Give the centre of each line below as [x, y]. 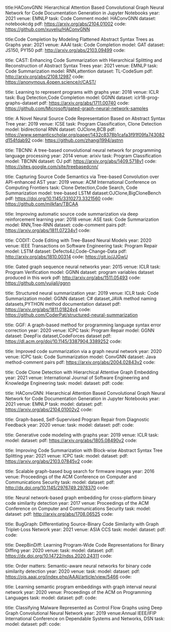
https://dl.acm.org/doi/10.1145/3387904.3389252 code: [63, 341]
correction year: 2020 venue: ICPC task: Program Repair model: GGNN [80, 330]
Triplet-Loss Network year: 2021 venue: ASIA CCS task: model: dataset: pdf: [86, 529]
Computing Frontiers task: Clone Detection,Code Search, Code [71, 188]
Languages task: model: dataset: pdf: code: [51, 598]
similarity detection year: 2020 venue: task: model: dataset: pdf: [73, 571]
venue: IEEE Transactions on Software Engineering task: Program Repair [81, 246]
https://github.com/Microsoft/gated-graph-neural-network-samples [77, 108]
